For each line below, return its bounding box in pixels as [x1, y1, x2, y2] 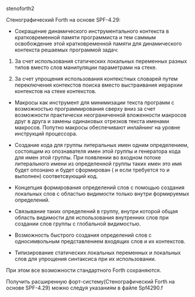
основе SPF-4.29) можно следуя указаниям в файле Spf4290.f [6, 284, 163, 291]
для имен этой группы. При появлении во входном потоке [14, 154, 161, 161]
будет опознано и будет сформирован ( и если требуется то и [14, 166, 170, 173]
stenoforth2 [6, 5, 35, 12]
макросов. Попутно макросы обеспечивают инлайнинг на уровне [14, 124, 180, 131]
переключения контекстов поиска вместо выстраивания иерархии [14, 81, 183, 88]
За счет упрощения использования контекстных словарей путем [14, 76, 178, 82]
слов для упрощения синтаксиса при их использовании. [14, 255, 156, 262]
